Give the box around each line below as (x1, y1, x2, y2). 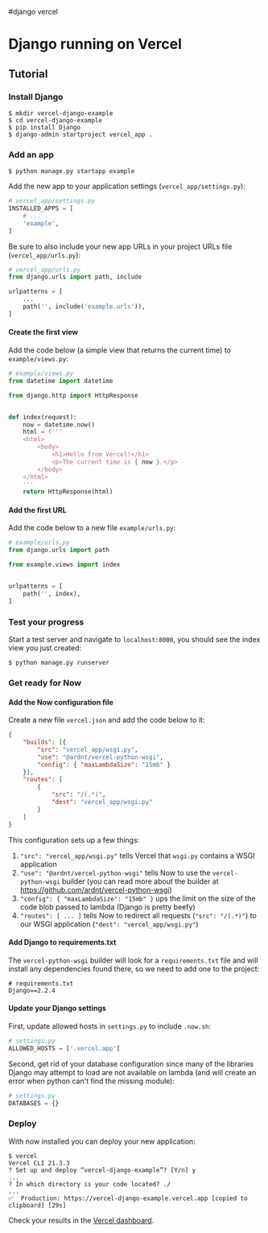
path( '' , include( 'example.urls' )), (23, 303, 146, 311)
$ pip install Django (8, 123, 81, 131)
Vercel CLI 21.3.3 (8, 1159, 70, 1167)
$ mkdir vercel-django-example (8, 109, 113, 118)
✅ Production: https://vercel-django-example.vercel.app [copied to (8, 1194, 248, 1202)
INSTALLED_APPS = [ (8, 204, 74, 212)
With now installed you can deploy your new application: (8, 1136, 196, 1146)
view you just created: (8, 643, 82, 653)
